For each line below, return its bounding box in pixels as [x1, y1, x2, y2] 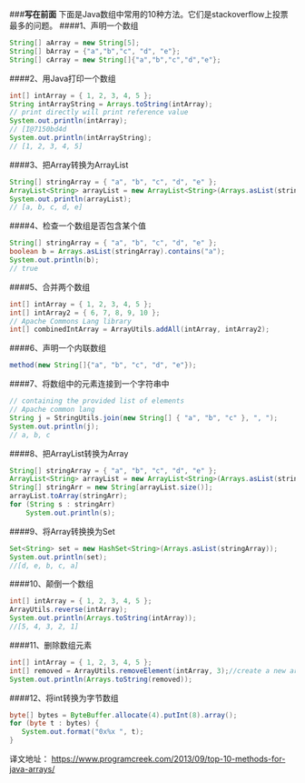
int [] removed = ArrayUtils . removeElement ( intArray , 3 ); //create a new [9, 666, 286, 676]
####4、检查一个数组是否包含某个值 [9, 220, 147, 231]
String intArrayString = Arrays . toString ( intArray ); [9, 99, 213, 108]
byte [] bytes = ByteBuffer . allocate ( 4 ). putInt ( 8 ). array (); [9, 710, 238, 719]
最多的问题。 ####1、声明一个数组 [9, 20, 139, 31]
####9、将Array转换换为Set [9, 526, 115, 537]
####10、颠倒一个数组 [9, 578, 93, 589]
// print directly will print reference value [9, 108, 189, 117]
